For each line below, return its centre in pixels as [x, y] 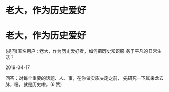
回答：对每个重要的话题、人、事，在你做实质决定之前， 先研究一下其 [78, 78]
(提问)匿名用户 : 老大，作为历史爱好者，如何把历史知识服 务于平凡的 [77, 51]
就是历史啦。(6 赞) [43, 84]
